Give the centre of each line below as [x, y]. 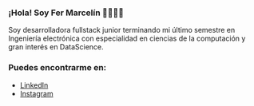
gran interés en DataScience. [56, 47]
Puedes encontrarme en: [58, 68]
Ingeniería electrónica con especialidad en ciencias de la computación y [127, 38]
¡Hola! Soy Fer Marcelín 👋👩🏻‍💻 [66, 13]
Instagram [36, 93]
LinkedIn [34, 85]
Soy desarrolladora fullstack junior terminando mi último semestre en [122, 30]
